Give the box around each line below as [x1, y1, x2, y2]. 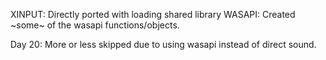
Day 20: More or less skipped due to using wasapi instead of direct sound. [10, 39, 317, 50]
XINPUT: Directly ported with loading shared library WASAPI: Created [10, 9, 296, 20]
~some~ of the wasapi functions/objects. [10, 19, 180, 31]
